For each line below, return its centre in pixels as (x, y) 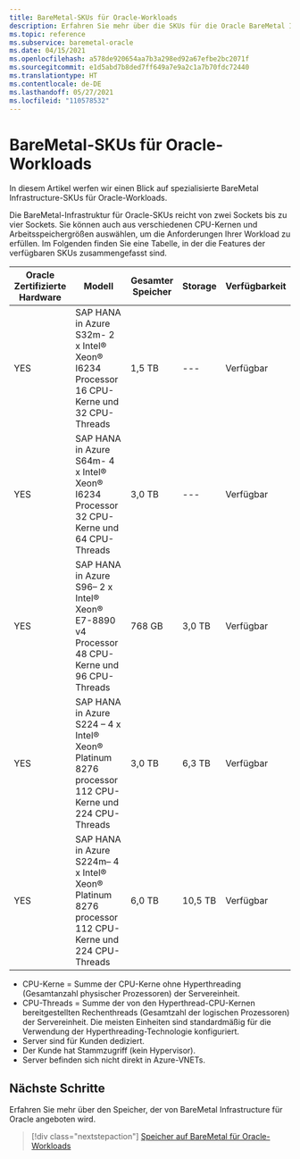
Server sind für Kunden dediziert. (83, 1041)
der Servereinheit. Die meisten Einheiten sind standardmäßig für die (146, 1022)
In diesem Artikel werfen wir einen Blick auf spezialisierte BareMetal (134, 188)
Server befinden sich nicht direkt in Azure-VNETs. (113, 1060)
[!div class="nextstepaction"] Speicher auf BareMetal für (136, 1137)
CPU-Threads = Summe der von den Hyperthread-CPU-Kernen (139, 1003)
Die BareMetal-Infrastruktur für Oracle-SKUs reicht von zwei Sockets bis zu (148, 215)
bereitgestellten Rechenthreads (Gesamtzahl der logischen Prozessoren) (156, 1013)
